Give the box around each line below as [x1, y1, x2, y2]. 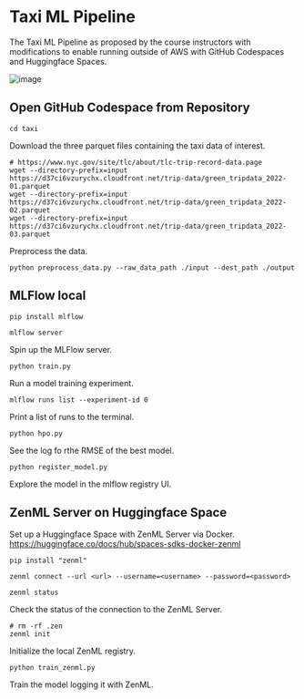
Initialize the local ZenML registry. [9, 645, 137, 657]
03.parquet [9, 230, 51, 239]
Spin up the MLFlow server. [9, 344, 112, 355]
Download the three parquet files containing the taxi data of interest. [9, 139, 266, 151]
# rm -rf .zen [9, 622, 64, 631]
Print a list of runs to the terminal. [9, 411, 135, 422]
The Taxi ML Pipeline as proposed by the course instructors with [9, 36, 252, 47]
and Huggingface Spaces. [9, 56, 107, 67]
